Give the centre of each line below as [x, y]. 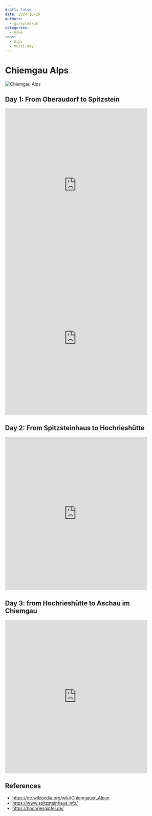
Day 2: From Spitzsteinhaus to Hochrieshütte [75, 428]
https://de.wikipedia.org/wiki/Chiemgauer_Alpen [61, 798]
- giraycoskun [24, 23]
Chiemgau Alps [37, 70]
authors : [14, 19]
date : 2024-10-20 [23, 14]
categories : [17, 28]
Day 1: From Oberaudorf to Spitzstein [62, 99]
